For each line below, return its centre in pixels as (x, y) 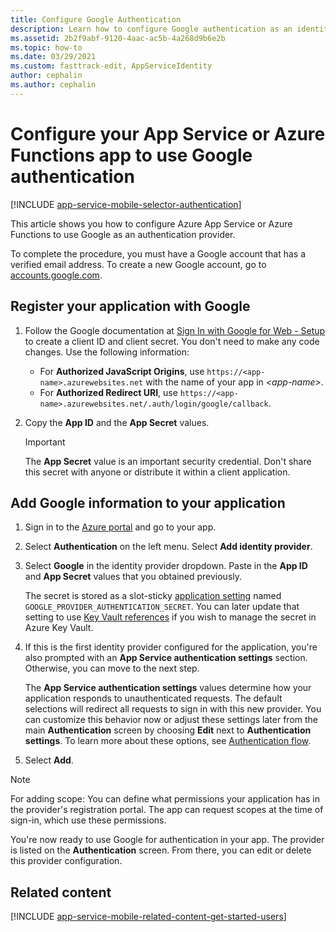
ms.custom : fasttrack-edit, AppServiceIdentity (111, 66)
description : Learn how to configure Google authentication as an (151, 29)
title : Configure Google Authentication (96, 19)
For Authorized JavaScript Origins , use (122, 371)
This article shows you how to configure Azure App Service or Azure (151, 223)
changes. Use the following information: (107, 352)
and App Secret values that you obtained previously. (133, 577)
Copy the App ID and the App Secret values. (117, 422)
